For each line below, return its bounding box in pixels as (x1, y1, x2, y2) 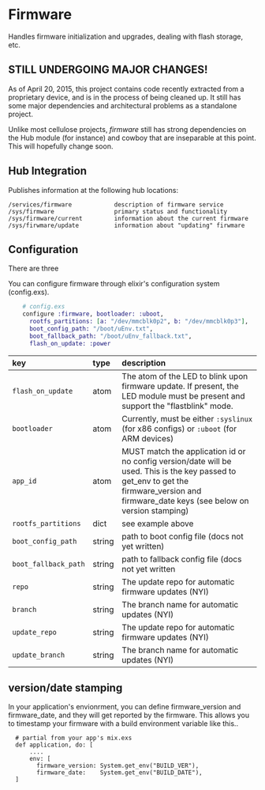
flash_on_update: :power (28, 339, 111, 347)
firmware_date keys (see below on (121, 495, 249, 506)
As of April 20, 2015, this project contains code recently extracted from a (8, 84, 244, 93)
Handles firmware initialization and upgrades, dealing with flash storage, (8, 32, 244, 41)
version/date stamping (8, 682, 123, 695)
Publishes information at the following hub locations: (8, 185, 179, 195)
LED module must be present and (121, 390, 245, 401)
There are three (8, 263, 59, 274)
